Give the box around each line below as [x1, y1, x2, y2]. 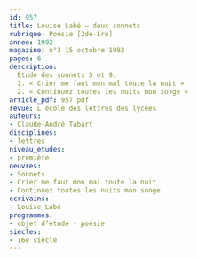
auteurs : [9, 112, 42, 121]
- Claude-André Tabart [9, 121, 93, 129]
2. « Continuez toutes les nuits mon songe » [17, 87, 189, 96]
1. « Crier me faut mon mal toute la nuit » [17, 79, 185, 88]
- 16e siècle [9, 236, 58, 245]
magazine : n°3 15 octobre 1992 [9, 46, 125, 55]
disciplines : [9, 129, 58, 137]
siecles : [9, 227, 42, 236]
